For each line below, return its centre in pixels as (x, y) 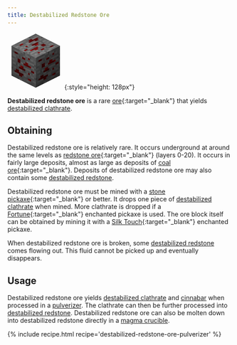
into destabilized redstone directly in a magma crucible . (89, 321)
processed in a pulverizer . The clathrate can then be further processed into (117, 305)
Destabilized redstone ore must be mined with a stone (86, 191)
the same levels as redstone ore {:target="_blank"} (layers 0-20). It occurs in (119, 155)
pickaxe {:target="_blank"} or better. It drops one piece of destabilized (110, 199)
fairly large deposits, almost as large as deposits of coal (89, 163)
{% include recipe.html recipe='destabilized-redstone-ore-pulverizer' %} (115, 334)
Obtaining (30, 131)
